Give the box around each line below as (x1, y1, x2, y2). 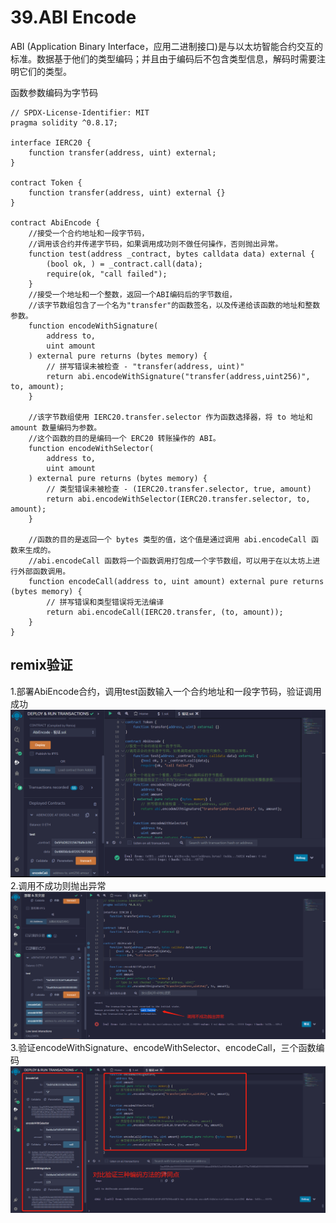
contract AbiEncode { (10, 217, 101, 228)
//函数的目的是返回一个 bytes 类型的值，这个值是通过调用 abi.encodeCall (28, 534, 307, 545)
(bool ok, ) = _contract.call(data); (46, 259, 203, 269)
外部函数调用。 (17, 566, 71, 576)
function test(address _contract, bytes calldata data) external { (28, 249, 315, 259)
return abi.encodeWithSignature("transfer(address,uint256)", (46, 371, 311, 381)
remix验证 (10, 657, 73, 674)
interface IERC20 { (10, 137, 92, 148)
